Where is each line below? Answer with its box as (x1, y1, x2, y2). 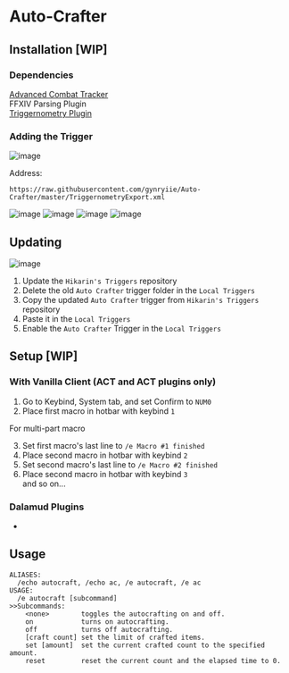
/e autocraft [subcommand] (17, 593, 118, 602)
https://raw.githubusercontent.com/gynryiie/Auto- (9, 185, 202, 194)
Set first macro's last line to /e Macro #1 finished (21, 440, 205, 450)
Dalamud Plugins (9, 501, 85, 513)
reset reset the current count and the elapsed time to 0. (25, 656, 281, 665)
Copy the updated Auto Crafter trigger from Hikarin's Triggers (21, 294, 260, 305)
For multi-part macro (9, 423, 86, 433)
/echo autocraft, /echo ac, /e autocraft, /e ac (17, 578, 202, 587)
